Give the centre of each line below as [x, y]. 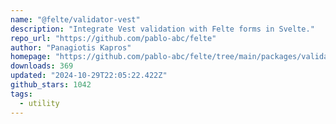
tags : [21, 94]
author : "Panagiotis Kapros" [71, 47]
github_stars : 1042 [51, 85]
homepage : [31, 57]
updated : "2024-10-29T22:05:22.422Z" [89, 76]
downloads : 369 [42, 66]
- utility [39, 103]
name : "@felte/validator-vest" [75, 19]
